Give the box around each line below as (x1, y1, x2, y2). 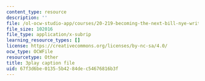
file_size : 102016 (6, 26, 53, 32)
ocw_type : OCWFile (6, 49, 53, 55)
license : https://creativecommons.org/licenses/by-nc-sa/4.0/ (6, 43, 168, 49)
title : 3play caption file (6, 60, 75, 66)
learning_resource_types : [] (6, 37, 81, 43)
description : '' (6, 15, 48, 21)
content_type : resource (6, 9, 67, 15)
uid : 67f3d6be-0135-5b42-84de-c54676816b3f (6, 65, 119, 72)
